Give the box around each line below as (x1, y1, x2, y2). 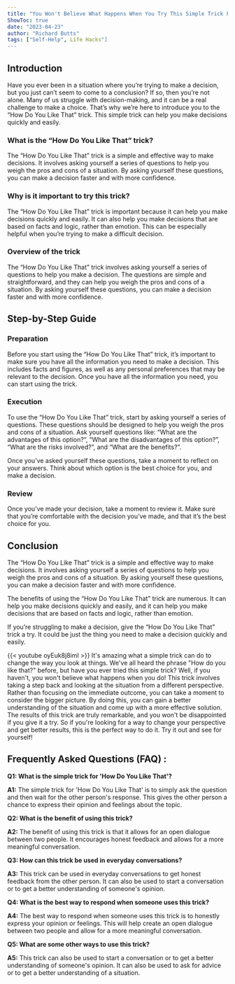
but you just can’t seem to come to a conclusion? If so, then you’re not (7, 88, 210, 97)
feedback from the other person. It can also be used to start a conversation (7, 877, 224, 885)
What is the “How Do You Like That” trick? (7, 135, 154, 145)
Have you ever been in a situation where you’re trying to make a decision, (7, 81, 219, 89)
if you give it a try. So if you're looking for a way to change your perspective (7, 718, 226, 726)
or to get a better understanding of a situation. (7, 968, 141, 977)
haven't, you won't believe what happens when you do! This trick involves (7, 673, 220, 681)
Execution (7, 397, 43, 407)
